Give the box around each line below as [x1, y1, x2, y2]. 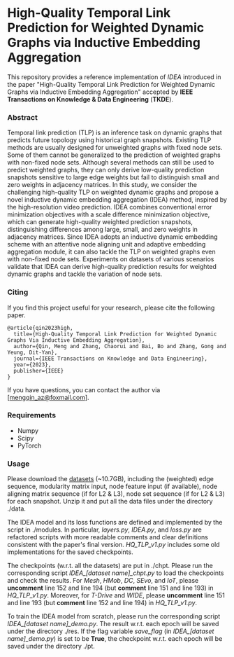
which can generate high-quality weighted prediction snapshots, [7, 218, 193, 226]
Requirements [7, 410, 57, 420]
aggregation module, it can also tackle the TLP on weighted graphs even [7, 247, 216, 256]
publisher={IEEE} [13, 367, 64, 374]
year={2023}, [13, 361, 52, 368]
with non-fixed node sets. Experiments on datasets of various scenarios [7, 255, 214, 263]
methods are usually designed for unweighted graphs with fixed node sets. [7, 144, 223, 152]
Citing [7, 287, 29, 297]
